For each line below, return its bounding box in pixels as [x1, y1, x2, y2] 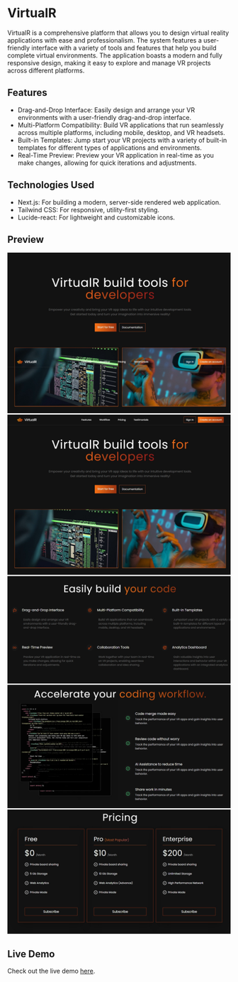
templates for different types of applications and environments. [17, 143, 202, 152]
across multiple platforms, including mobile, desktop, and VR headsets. [17, 128, 225, 136]
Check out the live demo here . [7, 967, 96, 975]
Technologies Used [7, 179, 94, 191]
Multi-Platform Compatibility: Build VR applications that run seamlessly [17, 121, 225, 129]
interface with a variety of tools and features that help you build [31, 43, 217, 52]
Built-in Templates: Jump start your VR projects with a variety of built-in [17, 136, 227, 144]
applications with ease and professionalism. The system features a [7, 36, 202, 44]
